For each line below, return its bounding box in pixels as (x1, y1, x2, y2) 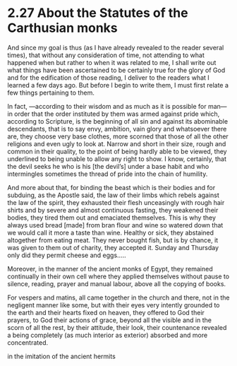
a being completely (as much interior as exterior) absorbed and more (7, 331, 208, 339)
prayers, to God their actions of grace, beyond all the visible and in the (7, 316, 212, 324)
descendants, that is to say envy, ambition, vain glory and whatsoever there (7, 124, 227, 133)
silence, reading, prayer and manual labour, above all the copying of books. (7, 279, 226, 288)
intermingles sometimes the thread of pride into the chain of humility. (7, 170, 208, 178)
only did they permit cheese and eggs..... (7, 251, 126, 259)
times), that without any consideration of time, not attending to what (7, 51, 205, 59)
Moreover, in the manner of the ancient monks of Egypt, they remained (7, 264, 213, 273)
